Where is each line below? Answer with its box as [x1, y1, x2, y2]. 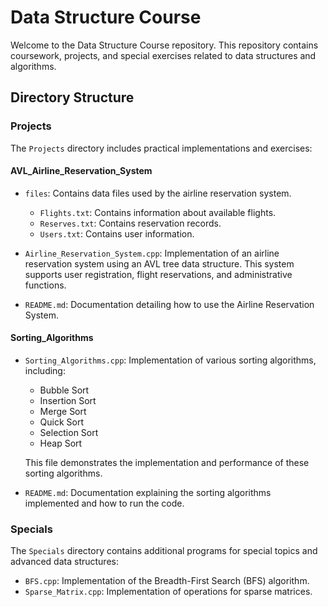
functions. [24, 279, 67, 291]
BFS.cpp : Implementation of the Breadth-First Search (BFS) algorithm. [24, 575, 310, 587]
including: [24, 365, 66, 377]
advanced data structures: [10, 556, 119, 568]
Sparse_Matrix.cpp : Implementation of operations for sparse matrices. [24, 586, 313, 598]
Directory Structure [10, 89, 135, 106]
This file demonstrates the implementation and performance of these [24, 457, 310, 469]
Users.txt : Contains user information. [39, 227, 195, 240]
